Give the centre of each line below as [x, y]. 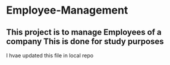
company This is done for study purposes [85, 41]
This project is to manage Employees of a [84, 32]
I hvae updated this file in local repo [50, 56]
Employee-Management [67, 10]
